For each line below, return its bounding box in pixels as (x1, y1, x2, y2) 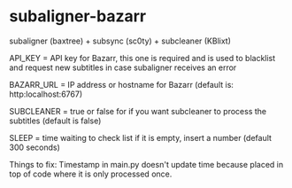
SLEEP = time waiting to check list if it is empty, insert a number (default (9, 132, 273, 143)
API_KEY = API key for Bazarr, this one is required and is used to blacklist (9, 52, 276, 63)
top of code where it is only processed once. (9, 168, 173, 179)
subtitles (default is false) (9, 115, 102, 126)
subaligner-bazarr (9, 6, 147, 27)
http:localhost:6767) (9, 89, 82, 99)
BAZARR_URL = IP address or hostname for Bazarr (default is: (9, 79, 234, 90)
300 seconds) (9, 142, 60, 153)
